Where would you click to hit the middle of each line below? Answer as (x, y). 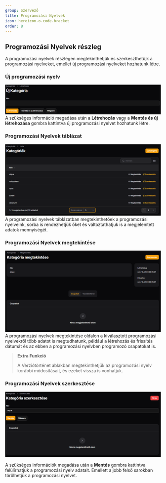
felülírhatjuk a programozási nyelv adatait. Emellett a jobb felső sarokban (79, 470)
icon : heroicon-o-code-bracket (37, 21)
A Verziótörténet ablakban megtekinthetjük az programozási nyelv (84, 365)
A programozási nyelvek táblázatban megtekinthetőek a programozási (76, 220)
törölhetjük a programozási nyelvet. (41, 475)
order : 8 (14, 26)
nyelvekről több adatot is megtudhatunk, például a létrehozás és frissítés (79, 341)
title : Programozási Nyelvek (35, 16)
